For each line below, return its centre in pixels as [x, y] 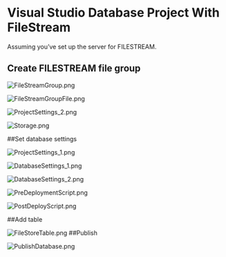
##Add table [25, 219]
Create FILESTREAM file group [74, 68]
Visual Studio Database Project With [113, 13]
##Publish [83, 233]
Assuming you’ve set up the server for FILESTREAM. [82, 46]
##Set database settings [42, 139]
